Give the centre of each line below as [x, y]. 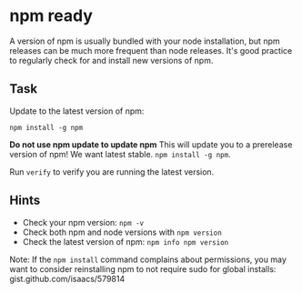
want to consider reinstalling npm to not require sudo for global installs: [143, 268]
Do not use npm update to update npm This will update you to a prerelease [151, 144]
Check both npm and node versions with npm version [122, 232]
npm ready [51, 16]
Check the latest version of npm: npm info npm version [126, 241]
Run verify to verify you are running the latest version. [112, 172]
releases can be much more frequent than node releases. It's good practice [151, 50]
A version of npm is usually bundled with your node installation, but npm [145, 41]
